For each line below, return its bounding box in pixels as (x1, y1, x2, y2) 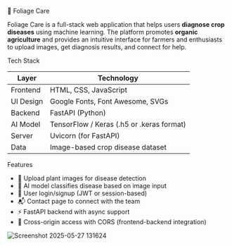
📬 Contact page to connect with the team (17, 197, 141, 205)
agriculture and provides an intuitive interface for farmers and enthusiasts (7, 35, 223, 44)
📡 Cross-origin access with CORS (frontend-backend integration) (17, 218, 207, 226)
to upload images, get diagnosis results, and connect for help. (7, 43, 187, 51)
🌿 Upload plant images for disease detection (17, 174, 146, 183)
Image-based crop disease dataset (49, 142, 167, 152)
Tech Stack (7, 56, 40, 65)
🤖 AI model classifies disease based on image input (17, 182, 167, 190)
